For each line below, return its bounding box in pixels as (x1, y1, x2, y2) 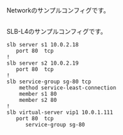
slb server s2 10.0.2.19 (6, 60, 79, 67)
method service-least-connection (19, 84, 117, 91)
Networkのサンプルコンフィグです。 (6, 6, 110, 14)
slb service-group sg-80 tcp (6, 78, 92, 85)
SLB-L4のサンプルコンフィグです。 (6, 27, 107, 35)
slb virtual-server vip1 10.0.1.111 (6, 109, 113, 116)
